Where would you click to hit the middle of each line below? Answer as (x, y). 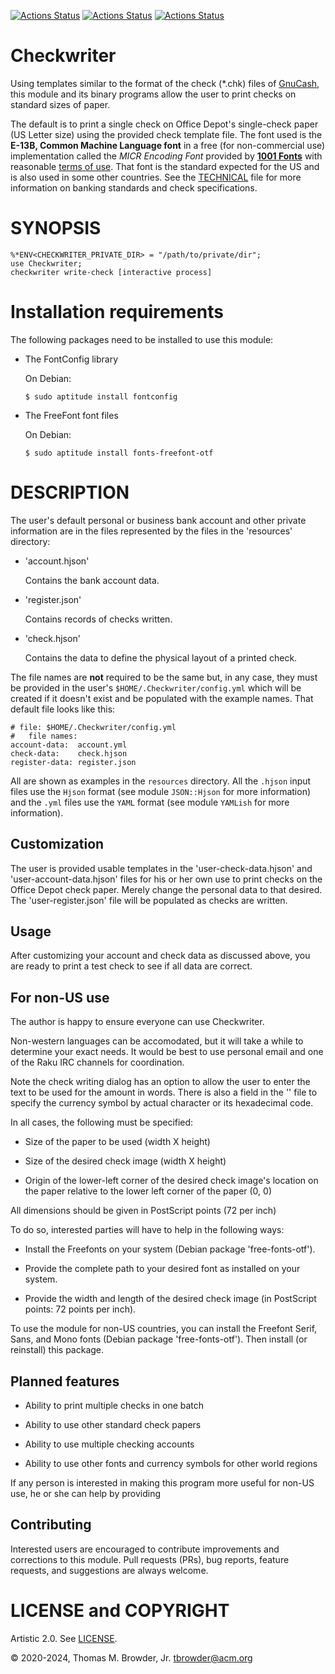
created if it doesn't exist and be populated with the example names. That (162, 698)
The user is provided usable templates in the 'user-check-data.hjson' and (161, 868)
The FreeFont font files (71, 415)
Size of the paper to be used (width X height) (117, 1142)
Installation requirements (117, 312)
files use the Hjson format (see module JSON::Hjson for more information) (161, 791)
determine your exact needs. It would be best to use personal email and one (167, 1052)
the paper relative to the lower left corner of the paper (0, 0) (148, 1191)
